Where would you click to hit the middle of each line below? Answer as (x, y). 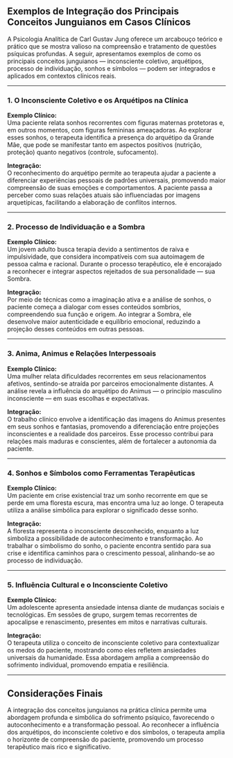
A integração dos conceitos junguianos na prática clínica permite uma (107, 710)
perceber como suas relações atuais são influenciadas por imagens (104, 195)
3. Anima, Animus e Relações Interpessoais (82, 354)
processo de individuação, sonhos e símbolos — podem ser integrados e (112, 68)
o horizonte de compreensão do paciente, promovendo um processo (105, 740)
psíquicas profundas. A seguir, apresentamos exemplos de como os (104, 53)
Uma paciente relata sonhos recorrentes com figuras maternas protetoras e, (116, 123)
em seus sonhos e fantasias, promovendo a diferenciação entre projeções (113, 427)
